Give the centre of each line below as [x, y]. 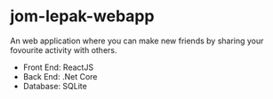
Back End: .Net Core [60, 76]
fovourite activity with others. [64, 49]
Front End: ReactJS [58, 67]
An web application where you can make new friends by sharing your [137, 41]
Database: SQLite [55, 86]
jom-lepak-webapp [82, 16]
